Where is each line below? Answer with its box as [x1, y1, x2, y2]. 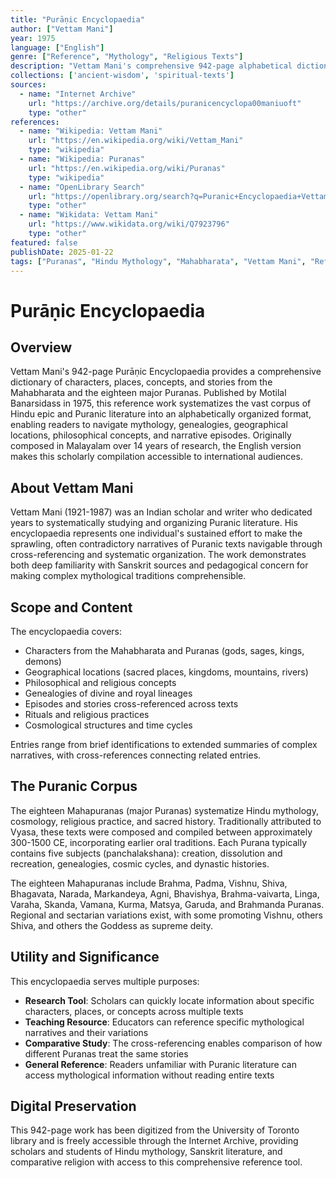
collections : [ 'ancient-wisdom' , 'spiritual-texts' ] [10, 71, 235, 81]
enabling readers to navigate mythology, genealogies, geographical [10, 419, 288, 431]
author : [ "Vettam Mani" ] [10, 24, 114, 34]
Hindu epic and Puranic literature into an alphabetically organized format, [10, 408, 312, 420]
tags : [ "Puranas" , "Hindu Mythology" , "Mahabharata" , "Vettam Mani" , [10, 256, 307, 266]
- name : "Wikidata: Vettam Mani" [19, 210, 159, 220]
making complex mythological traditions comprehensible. [10, 570, 247, 582]
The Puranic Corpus [10, 778, 138, 795]
